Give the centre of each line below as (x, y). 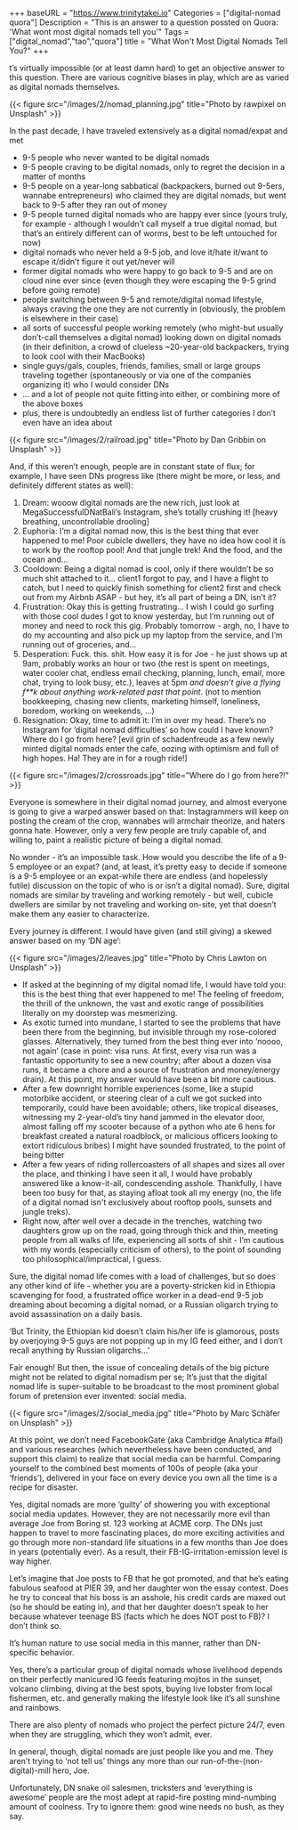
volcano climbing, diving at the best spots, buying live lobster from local (141, 1688)
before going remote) (61, 290)
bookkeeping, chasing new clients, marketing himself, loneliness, (141, 701)
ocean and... (45, 559)
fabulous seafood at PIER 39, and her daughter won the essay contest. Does (149, 1588)
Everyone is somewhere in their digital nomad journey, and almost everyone (148, 802)
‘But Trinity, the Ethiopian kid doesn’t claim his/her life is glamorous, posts (145, 1331)
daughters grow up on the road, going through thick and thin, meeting (150, 1231)
